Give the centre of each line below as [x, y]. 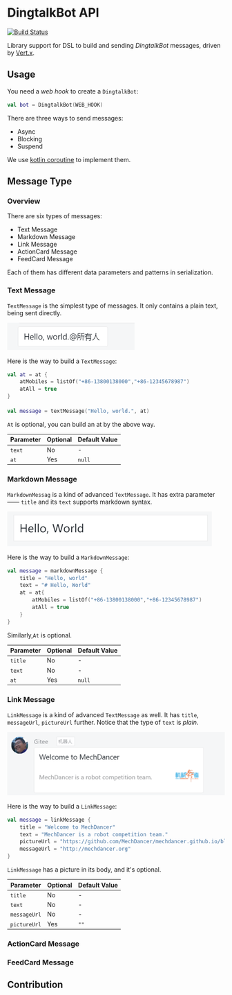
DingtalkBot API [53, 13]
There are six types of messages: [55, 216]
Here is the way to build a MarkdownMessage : [68, 557]
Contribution [35, 985]
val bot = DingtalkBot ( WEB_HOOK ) [55, 105]
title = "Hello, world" [54, 578]
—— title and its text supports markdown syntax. [80, 502]
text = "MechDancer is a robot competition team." [94, 834]
